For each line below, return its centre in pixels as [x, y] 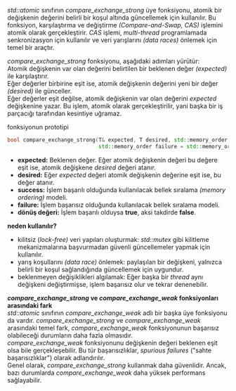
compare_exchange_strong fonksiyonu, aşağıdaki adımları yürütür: [104, 61]
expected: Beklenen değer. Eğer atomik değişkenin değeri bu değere [117, 160]
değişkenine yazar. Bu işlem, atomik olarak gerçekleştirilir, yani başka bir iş [115, 106]
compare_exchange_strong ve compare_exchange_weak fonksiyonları [113, 297]
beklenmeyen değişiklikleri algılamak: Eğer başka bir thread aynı [110, 276]
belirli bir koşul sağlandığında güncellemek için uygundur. [100, 269]
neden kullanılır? [32, 226]
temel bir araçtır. [31, 47]
